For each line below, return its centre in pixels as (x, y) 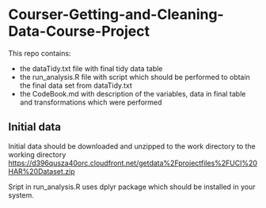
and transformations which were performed (91, 102)
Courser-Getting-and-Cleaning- (116, 15)
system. (21, 195)
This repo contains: (40, 53)
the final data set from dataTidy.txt (76, 85)
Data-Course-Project (79, 31)
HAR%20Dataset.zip (42, 171)
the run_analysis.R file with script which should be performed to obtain (135, 77)
